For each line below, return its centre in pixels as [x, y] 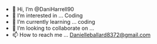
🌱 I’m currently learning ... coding [54, 22]
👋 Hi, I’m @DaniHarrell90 [43, 9]
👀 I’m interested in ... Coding [47, 15]
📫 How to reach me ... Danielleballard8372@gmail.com [81, 35]
